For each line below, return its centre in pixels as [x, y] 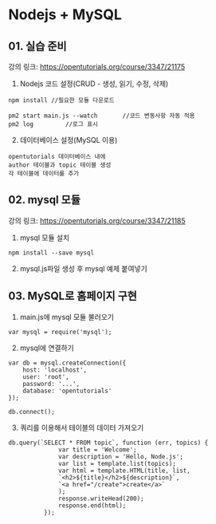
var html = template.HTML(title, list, [125, 471]
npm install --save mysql [51, 253]
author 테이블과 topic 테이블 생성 [60, 165]
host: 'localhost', [55, 370]
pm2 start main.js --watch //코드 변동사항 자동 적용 [102, 116]
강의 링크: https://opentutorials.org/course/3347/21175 [97, 67]
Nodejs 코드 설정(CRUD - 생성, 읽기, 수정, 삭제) [94, 84]
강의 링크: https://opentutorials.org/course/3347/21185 [97, 220]
